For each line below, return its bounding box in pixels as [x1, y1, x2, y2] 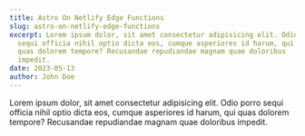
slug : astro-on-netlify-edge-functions [9, 22, 161, 31]
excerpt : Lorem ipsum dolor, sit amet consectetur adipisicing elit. [9, 30, 279, 39]
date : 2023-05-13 [9, 64, 75, 73]
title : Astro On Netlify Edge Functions [9, 13, 165, 23]
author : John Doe [9, 73, 75, 82]
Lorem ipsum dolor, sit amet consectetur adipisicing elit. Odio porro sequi [9, 97, 284, 108]
